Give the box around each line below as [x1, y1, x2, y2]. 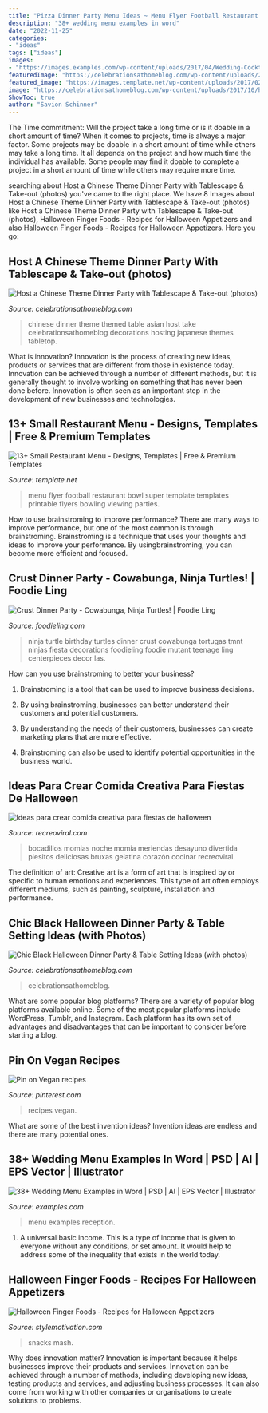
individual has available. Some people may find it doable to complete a [8, 157, 240, 166]
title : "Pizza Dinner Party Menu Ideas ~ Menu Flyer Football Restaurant [8, 11, 259, 20]
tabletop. [27, 336, 57, 346]
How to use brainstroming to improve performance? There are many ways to [8, 514, 259, 524]
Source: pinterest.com [8, 1090, 81, 1099]
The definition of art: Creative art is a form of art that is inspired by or [8, 867, 235, 877]
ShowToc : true [8, 93, 56, 101]
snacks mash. [27, 1337, 74, 1347]
